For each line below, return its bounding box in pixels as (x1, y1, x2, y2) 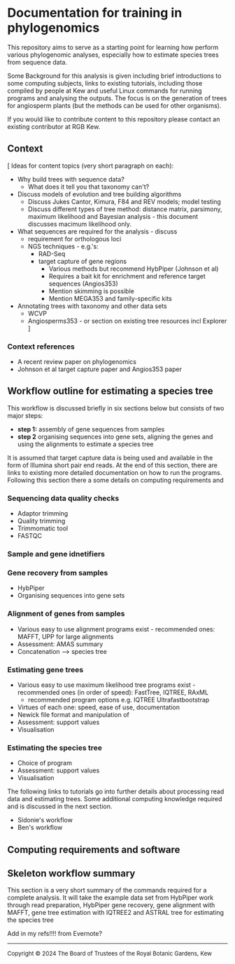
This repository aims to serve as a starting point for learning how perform (7, 43, 219, 51)
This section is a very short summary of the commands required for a (7, 886, 207, 895)
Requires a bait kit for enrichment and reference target (48, 272, 206, 280)
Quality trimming (17, 517, 66, 525)
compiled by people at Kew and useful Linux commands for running (7, 86, 202, 95)
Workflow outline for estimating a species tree (7, 385, 213, 397)
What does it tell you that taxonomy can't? (27, 182, 150, 191)
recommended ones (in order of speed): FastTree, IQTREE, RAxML (17, 688, 208, 696)
